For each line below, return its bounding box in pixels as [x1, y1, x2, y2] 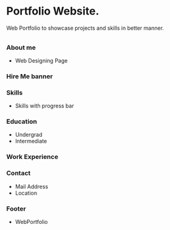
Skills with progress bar [15, 102, 74, 110]
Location [15, 189, 38, 197]
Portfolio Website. [6, 4, 100, 18]
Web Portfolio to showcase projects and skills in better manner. [6, 24, 164, 32]
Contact [6, 169, 31, 177]
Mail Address [15, 183, 49, 190]
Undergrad [15, 131, 42, 138]
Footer [6, 205, 26, 213]
